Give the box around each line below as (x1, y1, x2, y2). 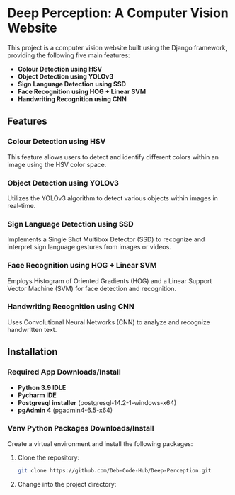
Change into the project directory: (17, 479, 117, 488)
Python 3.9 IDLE (17, 383, 67, 392)
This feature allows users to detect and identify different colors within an (7, 152, 219, 161)
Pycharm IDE (17, 391, 57, 399)
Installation (7, 346, 58, 358)
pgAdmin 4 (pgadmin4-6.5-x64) (17, 406, 113, 414)
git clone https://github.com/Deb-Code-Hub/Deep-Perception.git (17, 467, 212, 474)
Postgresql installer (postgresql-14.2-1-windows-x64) (17, 398, 177, 406)
